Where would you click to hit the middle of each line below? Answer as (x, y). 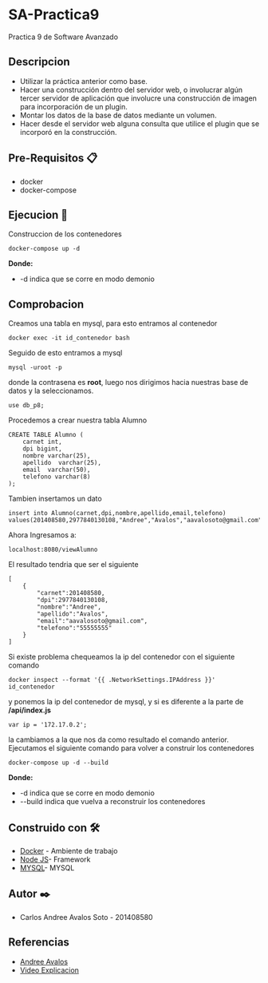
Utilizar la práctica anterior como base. (83, 81)
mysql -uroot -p (35, 368)
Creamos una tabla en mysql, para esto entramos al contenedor (113, 323)
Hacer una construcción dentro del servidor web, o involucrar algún (131, 89)
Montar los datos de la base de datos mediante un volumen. (118, 115)
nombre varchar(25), (57, 456)
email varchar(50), (57, 470)
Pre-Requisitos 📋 (53, 159)
